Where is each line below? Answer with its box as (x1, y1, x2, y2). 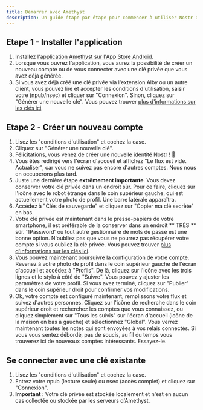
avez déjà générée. (14, 72, 63, 79)
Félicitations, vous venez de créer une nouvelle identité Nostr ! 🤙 (14, 151, 176, 158)
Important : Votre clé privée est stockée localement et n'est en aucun (14, 390, 188, 397)
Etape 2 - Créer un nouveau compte (6, 122, 143, 132)
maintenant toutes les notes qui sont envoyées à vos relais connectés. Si (14, 325, 196, 332)
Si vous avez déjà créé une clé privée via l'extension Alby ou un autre (14, 79, 188, 86)
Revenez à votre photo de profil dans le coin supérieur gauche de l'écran (14, 260, 197, 268)
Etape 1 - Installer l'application (6, 37, 123, 47)
